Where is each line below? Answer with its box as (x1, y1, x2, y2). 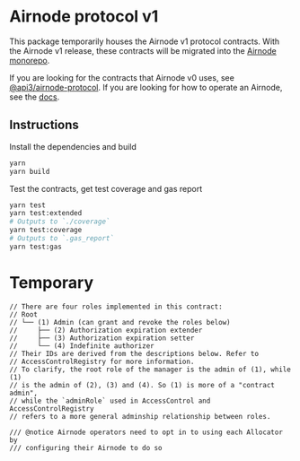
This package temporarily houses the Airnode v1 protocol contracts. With (9, 36, 280, 47)
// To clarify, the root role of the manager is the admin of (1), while (9, 365, 292, 374)
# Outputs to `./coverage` (9, 217, 110, 226)
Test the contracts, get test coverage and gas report (9, 183, 203, 194)
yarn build (9, 167, 50, 176)
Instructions (9, 117, 79, 133)
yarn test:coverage (9, 226, 83, 235)
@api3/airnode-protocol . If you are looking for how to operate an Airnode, (9, 82, 283, 92)
